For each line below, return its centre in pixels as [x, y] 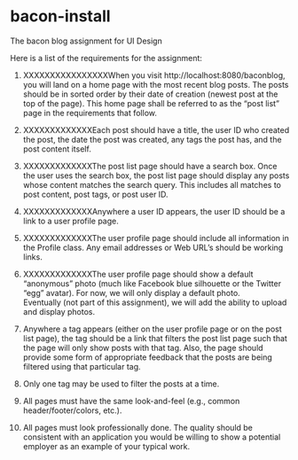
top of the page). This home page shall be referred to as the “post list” [151, 103]
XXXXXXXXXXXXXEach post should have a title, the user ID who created [156, 129]
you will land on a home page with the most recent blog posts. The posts [156, 84]
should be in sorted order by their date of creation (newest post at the [150, 94]
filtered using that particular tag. [82, 366]
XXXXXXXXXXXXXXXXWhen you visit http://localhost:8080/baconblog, [154, 75]
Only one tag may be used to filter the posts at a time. [121, 384]
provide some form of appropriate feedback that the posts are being [148, 357]
